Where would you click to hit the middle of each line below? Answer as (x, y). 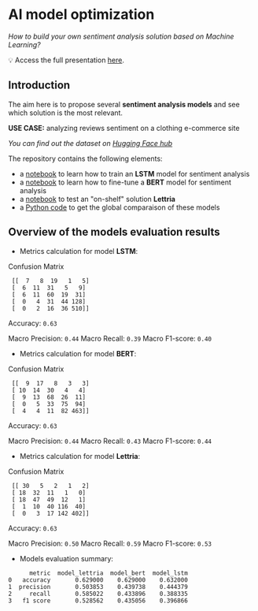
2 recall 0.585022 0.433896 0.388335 (98, 594)
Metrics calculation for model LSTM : (79, 251)
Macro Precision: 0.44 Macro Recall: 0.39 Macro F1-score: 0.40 (110, 338)
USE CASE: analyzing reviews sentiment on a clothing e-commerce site (124, 128)
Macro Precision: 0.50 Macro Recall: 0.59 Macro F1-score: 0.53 (110, 543)
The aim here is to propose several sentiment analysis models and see (124, 104)
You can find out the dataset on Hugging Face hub (90, 143)
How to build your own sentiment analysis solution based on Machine (121, 36)
